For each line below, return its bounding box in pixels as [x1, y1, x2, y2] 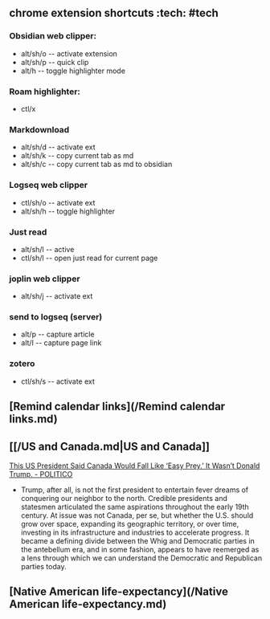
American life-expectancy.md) [9, 597, 167, 611]
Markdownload [9, 124, 70, 135]
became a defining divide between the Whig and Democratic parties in [20, 536, 256, 545]
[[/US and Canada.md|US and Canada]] [9, 439, 211, 453]
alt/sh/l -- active [20, 244, 75, 254]
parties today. [20, 561, 67, 571]
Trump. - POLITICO [9, 469, 73, 479]
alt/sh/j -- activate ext [20, 291, 93, 301]
